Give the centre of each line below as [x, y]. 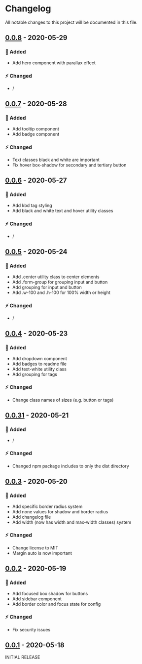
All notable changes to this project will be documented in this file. [71, 22]
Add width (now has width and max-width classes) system [72, 522]
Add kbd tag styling [32, 205]
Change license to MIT [35, 548]
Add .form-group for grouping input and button [60, 282]
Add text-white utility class [39, 369]
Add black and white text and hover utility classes [63, 210]
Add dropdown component [40, 358]
